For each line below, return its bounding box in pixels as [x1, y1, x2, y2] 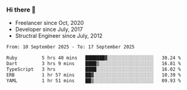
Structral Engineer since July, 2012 [15, 32, 103, 40]
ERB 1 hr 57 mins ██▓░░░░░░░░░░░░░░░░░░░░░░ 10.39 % [6, 72, 182, 78]
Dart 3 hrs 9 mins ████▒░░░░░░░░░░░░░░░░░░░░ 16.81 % [6, 61, 182, 67]
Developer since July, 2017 [15, 26, 83, 33]
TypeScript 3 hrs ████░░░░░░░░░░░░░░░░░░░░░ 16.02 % [6, 66, 182, 72]
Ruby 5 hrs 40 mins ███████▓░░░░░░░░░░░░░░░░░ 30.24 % [6, 55, 182, 61]
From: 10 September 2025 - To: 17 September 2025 [6, 44, 135, 50]
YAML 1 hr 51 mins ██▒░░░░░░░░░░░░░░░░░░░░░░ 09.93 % [6, 77, 182, 84]
